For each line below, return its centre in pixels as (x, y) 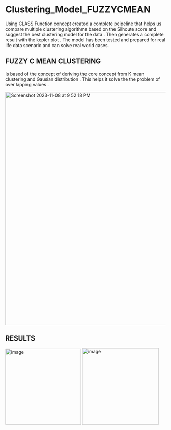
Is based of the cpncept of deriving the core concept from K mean (75, 74)
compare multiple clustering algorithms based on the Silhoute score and (81, 29)
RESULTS (20, 338)
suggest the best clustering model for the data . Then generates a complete (84, 34)
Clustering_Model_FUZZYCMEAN (78, 9)
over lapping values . (27, 84)
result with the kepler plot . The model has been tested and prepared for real (85, 40)
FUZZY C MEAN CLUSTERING (53, 62)
